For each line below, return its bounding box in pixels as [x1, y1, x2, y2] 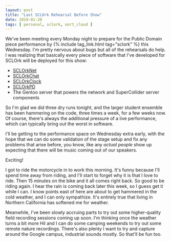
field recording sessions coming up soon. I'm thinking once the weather [5, 215, 157, 221]
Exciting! [5, 157, 24, 163]
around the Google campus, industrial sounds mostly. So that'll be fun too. [5, 231, 162, 237]
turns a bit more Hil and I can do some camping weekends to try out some [5, 221, 162, 227]
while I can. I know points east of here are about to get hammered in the [5, 189, 157, 195]
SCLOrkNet [12, 68, 37, 74]
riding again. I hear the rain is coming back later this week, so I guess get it [5, 183, 163, 189]
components [12, 95, 39, 101]
